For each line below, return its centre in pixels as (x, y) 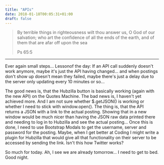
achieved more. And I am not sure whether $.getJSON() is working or (75, 101)
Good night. (17, 157)
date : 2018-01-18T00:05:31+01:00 (39, 14)
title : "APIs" (20, 9)
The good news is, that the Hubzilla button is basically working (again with (80, 91)
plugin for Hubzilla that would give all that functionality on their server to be (81, 138)
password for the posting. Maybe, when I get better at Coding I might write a (82, 132)
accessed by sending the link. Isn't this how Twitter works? (64, 143)
